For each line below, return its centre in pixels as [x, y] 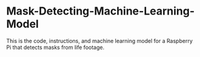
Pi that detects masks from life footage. [55, 47]
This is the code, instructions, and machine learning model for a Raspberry [99, 41]
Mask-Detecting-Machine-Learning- [101, 11]
